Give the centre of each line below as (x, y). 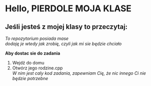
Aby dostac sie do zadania (33, 53)
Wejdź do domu (28, 63)
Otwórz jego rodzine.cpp (37, 68)
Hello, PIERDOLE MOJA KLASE (68, 9)
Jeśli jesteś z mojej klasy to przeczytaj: (66, 27)
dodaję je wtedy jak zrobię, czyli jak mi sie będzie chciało (63, 44)
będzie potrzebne (30, 78)
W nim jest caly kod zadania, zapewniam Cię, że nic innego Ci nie (79, 73)
